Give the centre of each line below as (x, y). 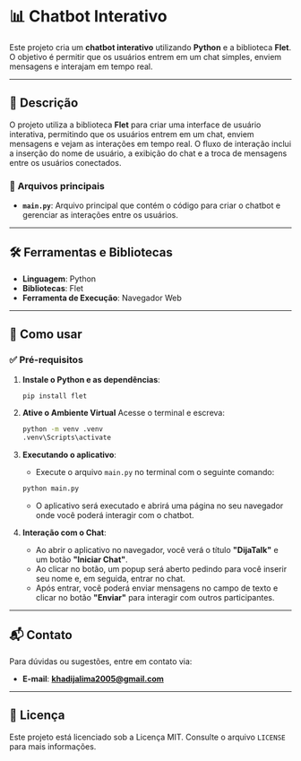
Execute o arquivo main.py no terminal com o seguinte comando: (155, 472)
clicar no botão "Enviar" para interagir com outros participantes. (155, 598)
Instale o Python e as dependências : (91, 379)
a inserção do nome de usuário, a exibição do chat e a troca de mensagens (148, 153)
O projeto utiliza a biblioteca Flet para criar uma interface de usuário (135, 125)
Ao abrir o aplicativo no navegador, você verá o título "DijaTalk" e (157, 550)
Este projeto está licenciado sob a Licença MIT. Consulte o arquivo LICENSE (147, 737)
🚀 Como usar (46, 335)
